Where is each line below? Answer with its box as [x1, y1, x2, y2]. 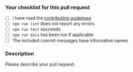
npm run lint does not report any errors [12, 21, 94, 27]
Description [5, 50, 34, 57]
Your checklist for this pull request [5, 4, 90, 11]
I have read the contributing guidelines [12, 15, 92, 21]
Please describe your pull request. [5, 61, 75, 67]
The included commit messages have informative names [12, 37, 128, 43]
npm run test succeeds [12, 26, 61, 32]
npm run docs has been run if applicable [12, 32, 94, 38]
